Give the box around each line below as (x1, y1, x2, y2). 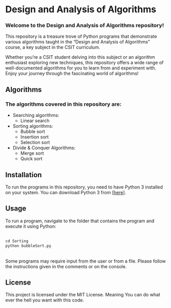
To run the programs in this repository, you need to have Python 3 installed (5, 184, 163, 190)
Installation (5, 170, 42, 179)
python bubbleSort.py (5, 243, 52, 248)
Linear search (20, 117, 50, 124)
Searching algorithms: (12, 112, 60, 119)
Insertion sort (20, 134, 49, 140)
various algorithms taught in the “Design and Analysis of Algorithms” (5, 39, 150, 45)
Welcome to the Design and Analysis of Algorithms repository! (5, 22, 164, 29)
